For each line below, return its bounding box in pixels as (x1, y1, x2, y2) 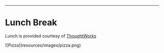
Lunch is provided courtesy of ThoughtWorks (5, 33, 97, 39)
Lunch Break (5, 17, 57, 28)
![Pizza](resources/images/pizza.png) (5, 42, 82, 48)
